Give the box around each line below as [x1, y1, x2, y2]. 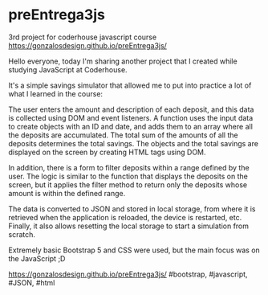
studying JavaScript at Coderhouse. [8, 64, 128, 74]
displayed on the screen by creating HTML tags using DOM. [8, 147, 206, 157]
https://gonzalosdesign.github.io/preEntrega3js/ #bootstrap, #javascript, [8, 269, 248, 279]
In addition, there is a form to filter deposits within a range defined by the [8, 162, 250, 172]
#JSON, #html [8, 277, 55, 287]
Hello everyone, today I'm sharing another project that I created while [8, 56, 238, 66]
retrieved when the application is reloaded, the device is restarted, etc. [8, 212, 242, 222]
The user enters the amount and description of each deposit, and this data [8, 104, 254, 114]
